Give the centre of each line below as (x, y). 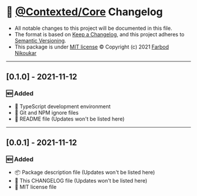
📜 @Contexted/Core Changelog (84, 12)
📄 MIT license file (35, 187)
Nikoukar (26, 53)
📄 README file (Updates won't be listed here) (69, 119)
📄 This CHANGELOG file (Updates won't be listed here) (81, 181)
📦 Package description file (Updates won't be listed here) (85, 173)
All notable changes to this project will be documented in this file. (93, 28)
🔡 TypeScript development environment (62, 106)
